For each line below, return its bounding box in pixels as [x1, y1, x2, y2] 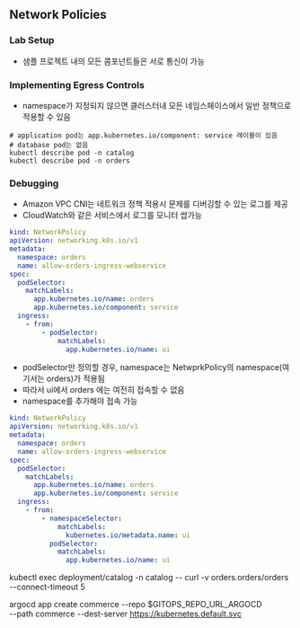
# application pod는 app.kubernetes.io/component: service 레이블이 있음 [9, 130, 278, 140]
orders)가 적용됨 [46, 373, 105, 385]
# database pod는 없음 [9, 140, 89, 149]
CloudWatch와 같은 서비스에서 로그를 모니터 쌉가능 [22, 210, 202, 221]
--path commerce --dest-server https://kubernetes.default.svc [9, 608, 243, 619]
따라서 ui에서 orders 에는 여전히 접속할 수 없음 [22, 385, 185, 395]
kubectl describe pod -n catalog [9, 148, 135, 157]
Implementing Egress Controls [9, 78, 146, 91]
